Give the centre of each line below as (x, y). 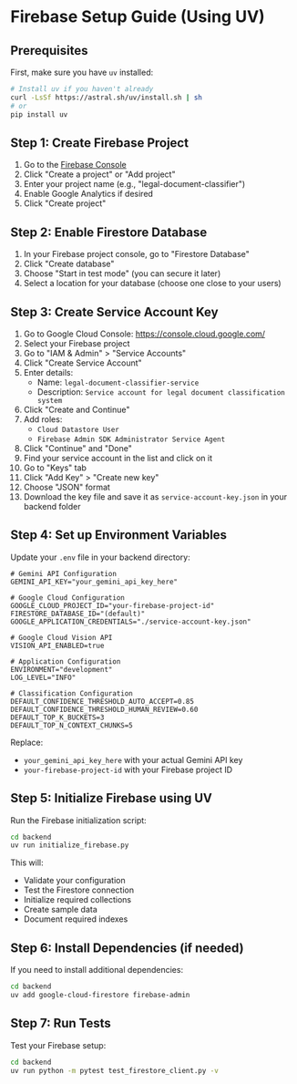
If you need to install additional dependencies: (97, 970)
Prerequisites (49, 51)
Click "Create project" (65, 203)
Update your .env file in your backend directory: (100, 557)
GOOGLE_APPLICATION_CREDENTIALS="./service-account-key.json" (131, 622)
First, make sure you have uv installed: (82, 72)
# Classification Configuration (72, 693)
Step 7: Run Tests (61, 1023)
